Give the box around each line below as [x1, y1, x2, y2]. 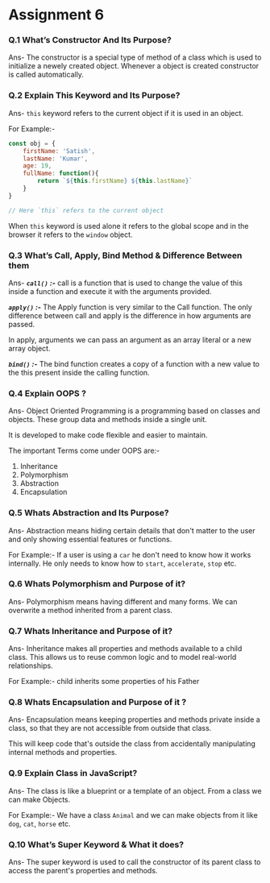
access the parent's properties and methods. [8, 866, 158, 876]
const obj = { [8, 139, 56, 147]
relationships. [8, 661, 54, 670]
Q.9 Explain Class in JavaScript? [8, 768, 138, 779]
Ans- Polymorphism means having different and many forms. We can [8, 596, 238, 606]
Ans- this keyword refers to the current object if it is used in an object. [8, 108, 244, 118]
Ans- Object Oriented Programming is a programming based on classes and [8, 406, 260, 416]
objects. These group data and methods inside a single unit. [8, 415, 207, 425]
